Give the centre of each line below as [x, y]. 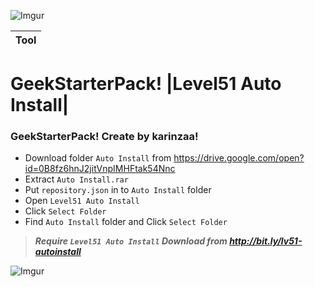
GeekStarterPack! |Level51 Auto [146, 84]
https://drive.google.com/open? [239, 158]
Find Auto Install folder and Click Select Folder [126, 222]
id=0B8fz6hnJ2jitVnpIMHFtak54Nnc [100, 169]
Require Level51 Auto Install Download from [131, 241]
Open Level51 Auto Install [82, 201]
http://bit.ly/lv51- [266, 241]
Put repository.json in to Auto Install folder [118, 190]
